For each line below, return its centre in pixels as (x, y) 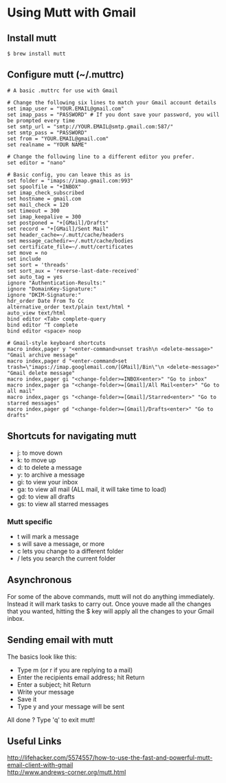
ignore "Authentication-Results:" (57, 283)
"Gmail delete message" (41, 373)
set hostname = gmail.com (44, 198)
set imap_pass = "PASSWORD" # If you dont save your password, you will (113, 115)
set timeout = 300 (33, 211)
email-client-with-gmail (40, 765)
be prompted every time (41, 121)
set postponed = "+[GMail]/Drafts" (58, 223)
